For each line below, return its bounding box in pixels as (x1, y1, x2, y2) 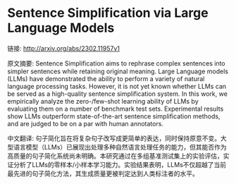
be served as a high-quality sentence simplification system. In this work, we (7, 90, 228, 98)
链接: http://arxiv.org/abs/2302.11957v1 (7, 44, 120, 52)
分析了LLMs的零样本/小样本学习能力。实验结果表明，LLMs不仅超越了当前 (13, 160, 227, 168)
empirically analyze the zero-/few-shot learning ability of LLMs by (7, 97, 199, 105)
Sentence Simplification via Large (7, 5, 209, 21)
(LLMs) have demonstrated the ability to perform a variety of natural (7, 74, 205, 82)
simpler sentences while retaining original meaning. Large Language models (7, 67, 229, 75)
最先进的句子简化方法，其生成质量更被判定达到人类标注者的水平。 (7, 169, 199, 178)
